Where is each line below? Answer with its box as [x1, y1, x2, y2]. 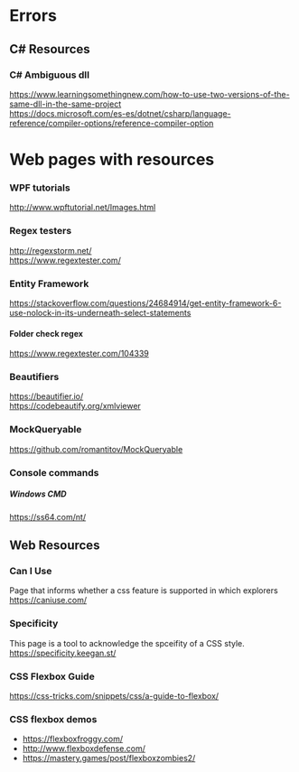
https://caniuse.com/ [9, 595, 88, 606]
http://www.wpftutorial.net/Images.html [9, 202, 156, 213]
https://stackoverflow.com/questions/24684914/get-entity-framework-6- [9, 297, 282, 308]
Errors [9, 5, 57, 26]
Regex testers [9, 225, 72, 237]
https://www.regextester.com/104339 [9, 349, 149, 359]
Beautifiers [9, 371, 60, 384]
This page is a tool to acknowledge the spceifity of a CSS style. [9, 637, 246, 648]
